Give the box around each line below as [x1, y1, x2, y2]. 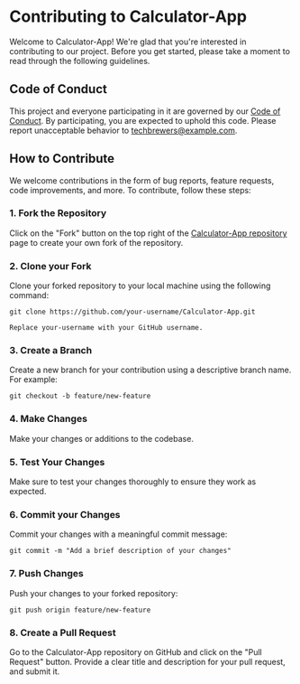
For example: [9, 374, 59, 385]
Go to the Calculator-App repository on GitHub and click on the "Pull [9, 646, 263, 657]
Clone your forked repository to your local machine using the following [9, 280, 271, 291]
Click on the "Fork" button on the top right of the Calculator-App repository [9, 228, 287, 239]
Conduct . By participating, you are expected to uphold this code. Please [9, 115, 277, 126]
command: [9, 290, 50, 301]
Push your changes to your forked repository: [9, 587, 178, 598]
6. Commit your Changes [9, 508, 121, 520]
